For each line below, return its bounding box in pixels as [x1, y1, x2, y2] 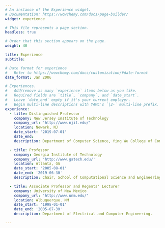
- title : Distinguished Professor [9, 111, 80, 116]
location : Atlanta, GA [14, 161, 60, 166]
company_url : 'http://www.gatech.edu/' [14, 157, 96, 162]
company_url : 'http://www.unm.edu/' [14, 193, 89, 198]
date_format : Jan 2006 [5, 75, 52, 80]
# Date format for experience [5, 65, 67, 70]
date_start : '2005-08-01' [14, 166, 67, 171]
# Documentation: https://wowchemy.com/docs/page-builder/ [5, 12, 129, 17]
